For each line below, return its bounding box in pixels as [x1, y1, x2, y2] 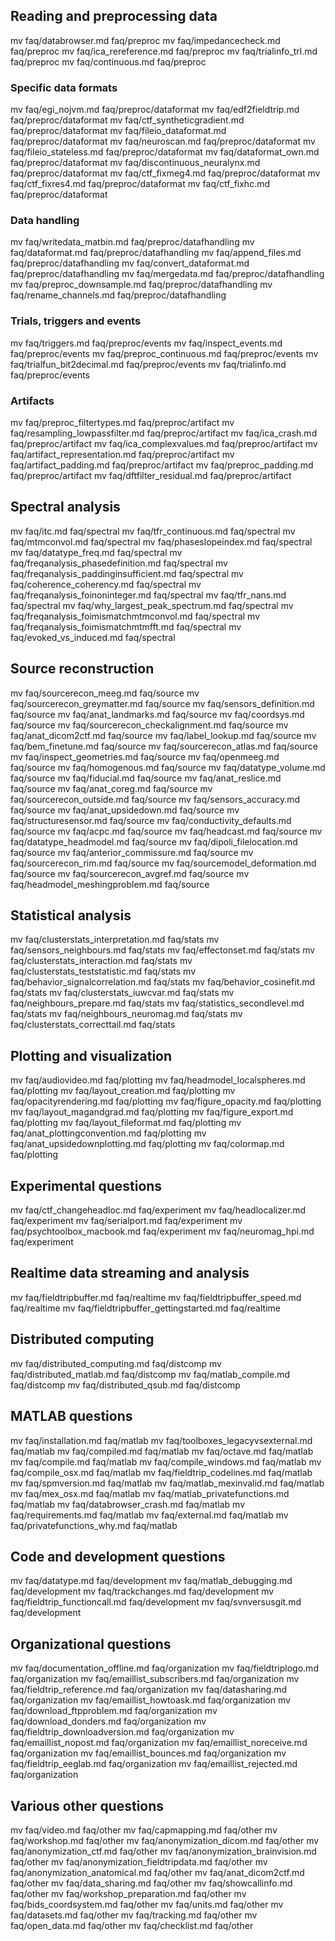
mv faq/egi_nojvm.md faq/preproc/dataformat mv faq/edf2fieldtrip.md [10, 104, 300, 116]
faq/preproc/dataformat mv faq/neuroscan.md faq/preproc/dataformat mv [10, 135, 316, 148]
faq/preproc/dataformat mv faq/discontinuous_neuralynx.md [10, 157, 261, 169]
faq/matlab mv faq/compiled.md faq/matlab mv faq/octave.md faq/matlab [10, 1445, 314, 1457]
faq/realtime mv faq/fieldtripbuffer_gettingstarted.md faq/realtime [10, 1302, 281, 1314]
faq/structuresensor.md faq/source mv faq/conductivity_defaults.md [10, 814, 292, 826]
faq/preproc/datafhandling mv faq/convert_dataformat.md [10, 257, 250, 269]
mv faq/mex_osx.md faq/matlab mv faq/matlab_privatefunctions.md [10, 1487, 290, 1499]
